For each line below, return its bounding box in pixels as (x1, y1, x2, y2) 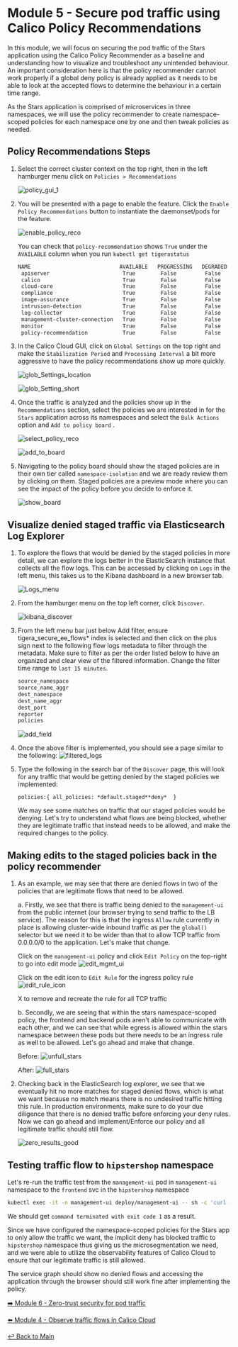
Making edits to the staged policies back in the (7, 849, 217, 861)
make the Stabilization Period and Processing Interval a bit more (17, 350, 216, 358)
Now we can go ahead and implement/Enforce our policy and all (17, 1117, 205, 1126)
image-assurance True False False (21, 296, 221, 303)
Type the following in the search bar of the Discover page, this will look (17, 765, 225, 773)
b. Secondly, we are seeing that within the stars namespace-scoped (17, 1008, 217, 1017)
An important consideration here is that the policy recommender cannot (7, 66, 216, 74)
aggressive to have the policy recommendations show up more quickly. (17, 357, 225, 366)
